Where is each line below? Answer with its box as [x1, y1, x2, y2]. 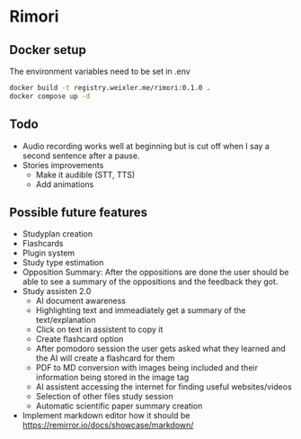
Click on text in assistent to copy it [35, 324, 164, 335]
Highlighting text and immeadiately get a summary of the [35, 305, 246, 316]
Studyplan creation [22, 228, 93, 239]
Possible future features [9, 204, 148, 219]
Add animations [35, 178, 94, 190]
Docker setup [9, 42, 87, 58]
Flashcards [22, 238, 64, 249]
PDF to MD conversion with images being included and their [35, 363, 259, 373]
